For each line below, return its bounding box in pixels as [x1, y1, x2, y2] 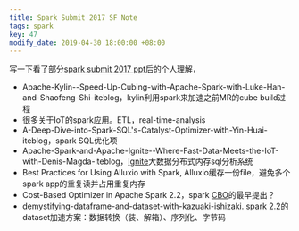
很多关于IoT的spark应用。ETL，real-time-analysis [21, 115, 206, 125]
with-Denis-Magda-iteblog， [21, 156, 129, 167]
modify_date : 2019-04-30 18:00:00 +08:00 [9, 38, 166, 47]
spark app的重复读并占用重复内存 [21, 178, 145, 189]
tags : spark [9, 21, 54, 30]
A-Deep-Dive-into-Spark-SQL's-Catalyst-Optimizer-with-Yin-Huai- [21, 124, 268, 135]
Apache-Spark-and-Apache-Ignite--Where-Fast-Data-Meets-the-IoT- [21, 145, 279, 157]
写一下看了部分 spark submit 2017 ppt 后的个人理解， [9, 64, 201, 74]
